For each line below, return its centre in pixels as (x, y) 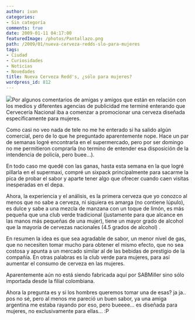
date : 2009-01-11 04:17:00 (39, 33)
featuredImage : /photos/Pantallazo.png (55, 39)
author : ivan (22, 11)
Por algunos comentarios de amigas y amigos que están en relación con (99, 100)
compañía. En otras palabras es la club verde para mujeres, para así (88, 257)
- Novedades (20, 72)
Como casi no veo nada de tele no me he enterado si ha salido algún (89, 130)
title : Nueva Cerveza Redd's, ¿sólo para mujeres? (69, 77)
